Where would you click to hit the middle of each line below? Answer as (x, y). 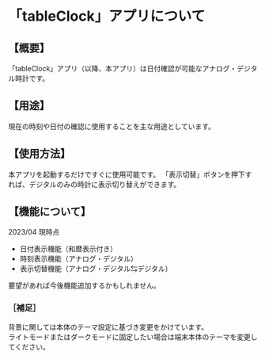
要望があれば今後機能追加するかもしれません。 (84, 285)
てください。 (29, 346)
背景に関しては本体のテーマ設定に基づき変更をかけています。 (108, 327)
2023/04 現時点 (34, 232)
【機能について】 (50, 212)
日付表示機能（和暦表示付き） (68, 249)
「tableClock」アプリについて (107, 16)
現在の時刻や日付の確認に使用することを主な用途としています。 (112, 126)
